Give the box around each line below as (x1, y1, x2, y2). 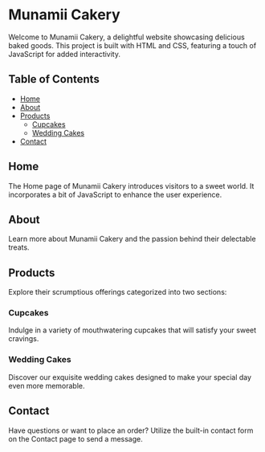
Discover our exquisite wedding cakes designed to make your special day (8, 372, 251, 382)
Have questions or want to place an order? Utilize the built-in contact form (8, 426, 254, 435)
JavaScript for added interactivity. (8, 49, 120, 59)
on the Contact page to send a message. (8, 434, 143, 443)
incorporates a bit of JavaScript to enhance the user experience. (8, 189, 222, 199)
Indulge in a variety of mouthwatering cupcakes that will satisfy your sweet (8, 325, 257, 335)
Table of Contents (8, 72, 100, 86)
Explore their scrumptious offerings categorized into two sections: (8, 287, 227, 297)
